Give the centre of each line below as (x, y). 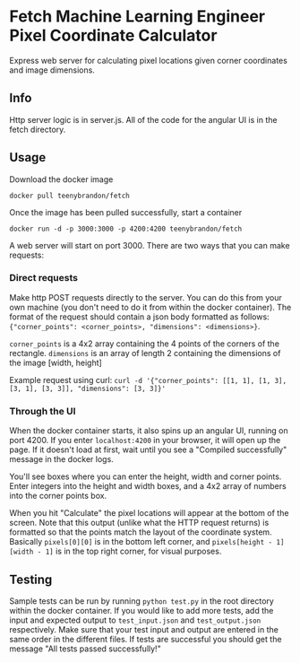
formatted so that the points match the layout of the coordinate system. (141, 532)
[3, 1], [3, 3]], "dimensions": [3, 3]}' (88, 388)
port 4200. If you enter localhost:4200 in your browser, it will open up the (145, 441)
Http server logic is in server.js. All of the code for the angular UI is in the (143, 119)
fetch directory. (38, 129)
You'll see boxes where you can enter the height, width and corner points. (146, 476)
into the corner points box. (58, 496)
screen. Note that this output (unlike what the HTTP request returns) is (139, 523)
